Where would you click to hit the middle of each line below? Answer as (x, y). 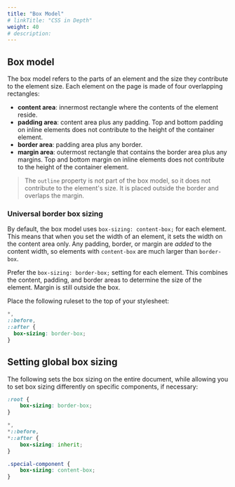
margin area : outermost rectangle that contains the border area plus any (122, 152)
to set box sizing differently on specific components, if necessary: (103, 387)
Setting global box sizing (62, 362)
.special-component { (39, 464)
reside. (27, 115)
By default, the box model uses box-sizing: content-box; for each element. (117, 229)
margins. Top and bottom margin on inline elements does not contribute (121, 160)
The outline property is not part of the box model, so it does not (117, 181)
